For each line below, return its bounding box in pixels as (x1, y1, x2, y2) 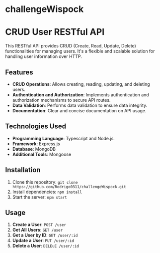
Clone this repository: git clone (12, 179, 78, 185)
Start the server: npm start (12, 194, 67, 200)
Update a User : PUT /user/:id (12, 238, 75, 244)
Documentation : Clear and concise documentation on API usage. (12, 107, 147, 113)
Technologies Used (5, 122, 66, 131)
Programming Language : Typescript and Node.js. (12, 135, 115, 141)
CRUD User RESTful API (5, 26, 105, 38)
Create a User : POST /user (12, 222, 66, 228)
